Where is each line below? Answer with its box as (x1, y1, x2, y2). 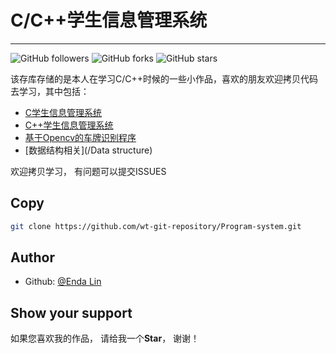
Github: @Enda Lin (24, 276, 102, 288)
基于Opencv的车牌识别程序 (24, 131, 137, 143)
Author (10, 249, 55, 266)
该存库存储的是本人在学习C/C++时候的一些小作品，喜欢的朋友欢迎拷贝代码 (10, 72, 319, 85)
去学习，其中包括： (10, 85, 90, 97)
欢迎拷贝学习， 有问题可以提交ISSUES (10, 165, 167, 177)
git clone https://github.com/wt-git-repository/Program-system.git (10, 221, 302, 231)
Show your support (10, 304, 133, 321)
